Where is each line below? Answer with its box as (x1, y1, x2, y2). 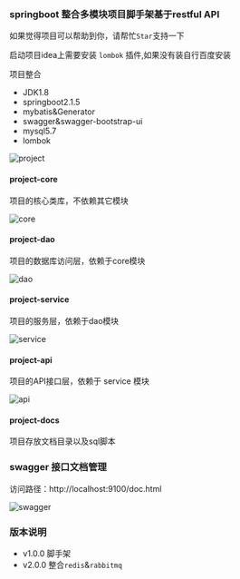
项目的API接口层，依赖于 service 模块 (9, 376, 149, 387)
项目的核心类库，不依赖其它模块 (9, 195, 129, 206)
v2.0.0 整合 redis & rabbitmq (22, 559, 122, 570)
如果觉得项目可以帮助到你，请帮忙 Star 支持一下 (9, 30, 185, 42)
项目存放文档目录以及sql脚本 (9, 436, 116, 447)
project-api (9, 354, 53, 365)
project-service (9, 294, 70, 305)
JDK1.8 (22, 87, 50, 98)
